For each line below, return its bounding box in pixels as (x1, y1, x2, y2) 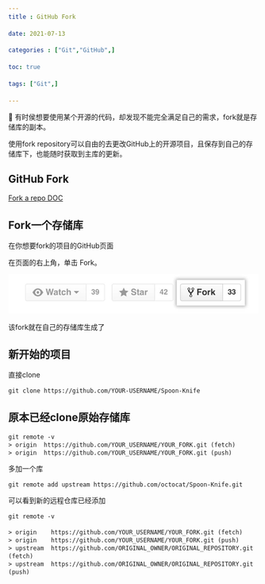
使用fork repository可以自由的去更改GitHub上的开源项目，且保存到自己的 (8, 139, 247, 149)
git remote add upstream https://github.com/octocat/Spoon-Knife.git (8, 481, 244, 489)
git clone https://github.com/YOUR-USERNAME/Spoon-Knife (8, 387, 201, 395)
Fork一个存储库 (8, 219, 83, 232)
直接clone (8, 370, 41, 380)
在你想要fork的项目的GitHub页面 (8, 241, 114, 250)
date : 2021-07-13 (8, 29, 66, 37)
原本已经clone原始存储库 (8, 410, 131, 424)
